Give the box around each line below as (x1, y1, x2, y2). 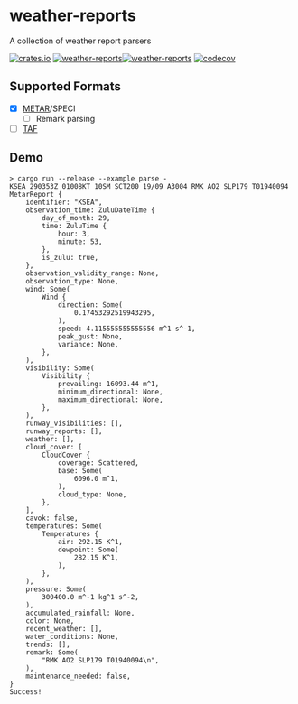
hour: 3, (57, 229, 91, 238)
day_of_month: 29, (42, 213, 111, 222)
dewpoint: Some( (57, 545, 119, 554)
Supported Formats (9, 79, 122, 95)
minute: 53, (57, 236, 103, 246)
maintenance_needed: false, (25, 672, 131, 681)
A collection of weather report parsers (9, 35, 152, 46)
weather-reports (9, 5, 137, 26)
